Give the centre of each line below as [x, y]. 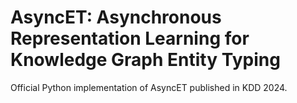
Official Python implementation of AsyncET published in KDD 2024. [149, 87]
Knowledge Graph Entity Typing [145, 60]
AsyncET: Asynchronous [116, 17]
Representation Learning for [130, 38]
